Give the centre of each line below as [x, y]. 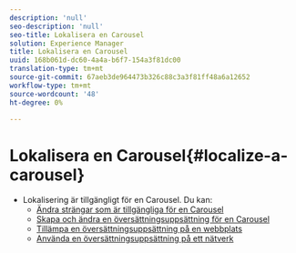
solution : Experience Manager [67, 43]
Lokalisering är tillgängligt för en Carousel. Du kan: [117, 200]
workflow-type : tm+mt [51, 86]
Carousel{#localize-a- [202, 155]
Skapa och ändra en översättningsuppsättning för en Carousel [153, 219]
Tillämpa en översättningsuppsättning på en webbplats [139, 229]
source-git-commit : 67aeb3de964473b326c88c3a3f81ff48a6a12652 [130, 77]
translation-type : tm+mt [56, 69]
